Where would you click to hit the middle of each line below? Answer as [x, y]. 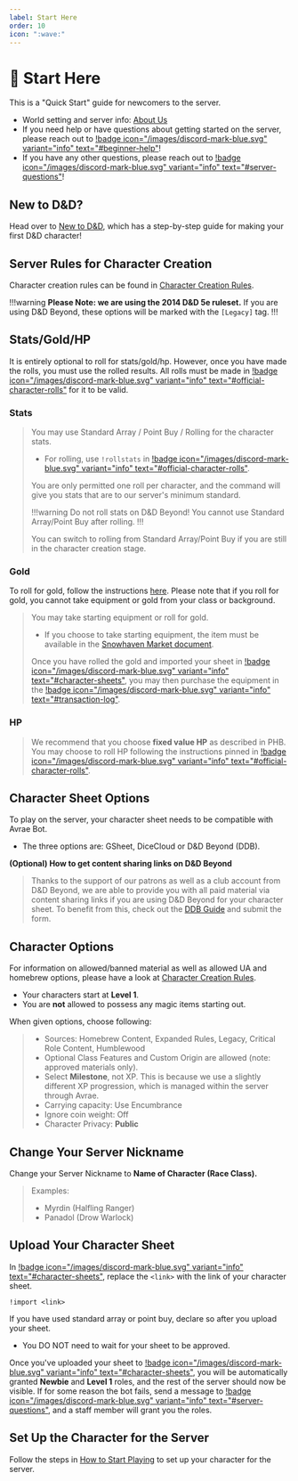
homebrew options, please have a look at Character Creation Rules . [133, 978]
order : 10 [28, 26]
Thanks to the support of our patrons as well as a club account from [156, 881]
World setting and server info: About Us [95, 120]
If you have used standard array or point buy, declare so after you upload [143, 1318]
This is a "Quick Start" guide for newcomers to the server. [115, 102]
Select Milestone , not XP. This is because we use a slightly [153, 1077]
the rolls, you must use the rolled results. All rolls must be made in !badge [144, 370]
